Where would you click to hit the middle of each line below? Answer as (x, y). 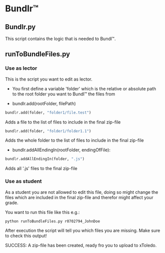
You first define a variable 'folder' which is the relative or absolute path (84, 88)
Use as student (23, 181)
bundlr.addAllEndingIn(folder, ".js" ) (45, 159)
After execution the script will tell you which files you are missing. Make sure (83, 231)
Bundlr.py (20, 27)
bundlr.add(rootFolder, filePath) (44, 103)
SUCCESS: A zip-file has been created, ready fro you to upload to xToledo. (81, 246)
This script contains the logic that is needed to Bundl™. (60, 39)
